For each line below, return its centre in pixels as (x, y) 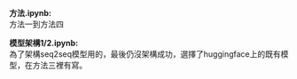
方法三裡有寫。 (59, 65)
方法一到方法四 (36, 24)
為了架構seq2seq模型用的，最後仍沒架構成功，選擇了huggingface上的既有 (145, 54)
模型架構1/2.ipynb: (43, 43)
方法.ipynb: (30, 13)
